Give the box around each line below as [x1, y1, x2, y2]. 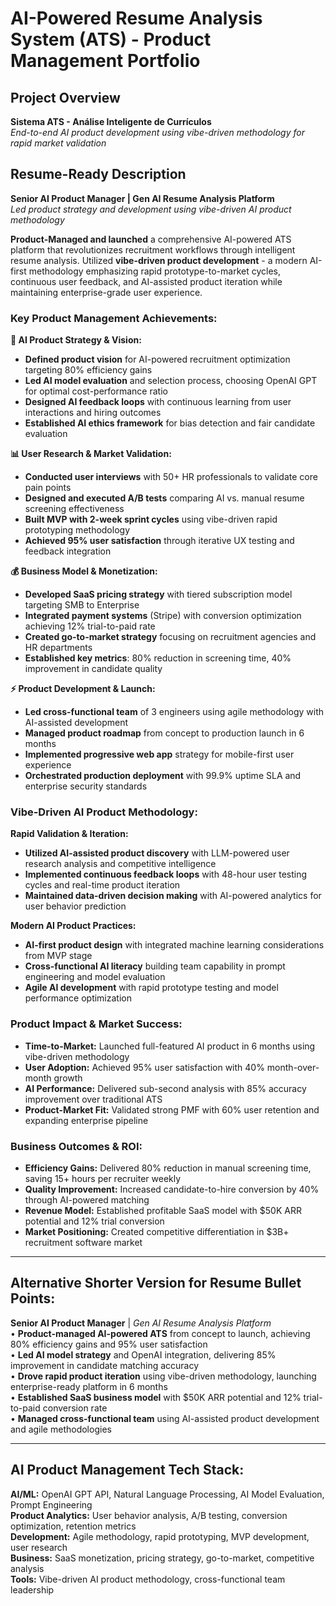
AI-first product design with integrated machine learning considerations [24, 939, 325, 951]
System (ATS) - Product [10, 28, 212, 51]
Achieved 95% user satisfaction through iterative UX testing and [24, 535, 295, 547]
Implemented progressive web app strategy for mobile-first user [24, 748, 295, 761]
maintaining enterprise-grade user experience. [10, 286, 203, 298]
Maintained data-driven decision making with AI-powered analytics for [24, 890, 322, 902]
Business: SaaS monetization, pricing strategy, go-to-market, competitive [10, 1552, 315, 1564]
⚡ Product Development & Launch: [10, 683, 156, 695]
